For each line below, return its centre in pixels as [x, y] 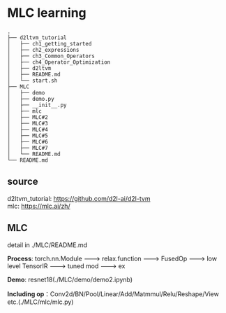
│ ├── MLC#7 [28, 148]
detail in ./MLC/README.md [47, 245]
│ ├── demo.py [31, 99]
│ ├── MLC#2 [28, 117]
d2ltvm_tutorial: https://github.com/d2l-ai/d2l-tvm [79, 198]
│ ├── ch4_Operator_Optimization [59, 62]
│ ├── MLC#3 [28, 123]
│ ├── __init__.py [37, 105]
